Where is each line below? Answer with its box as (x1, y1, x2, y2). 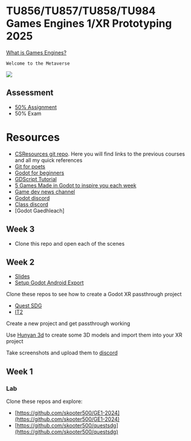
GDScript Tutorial (14, 175, 57, 182)
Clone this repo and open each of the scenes (14, 240, 125, 247)
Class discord (14, 201, 48, 208)
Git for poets (14, 163, 46, 170)
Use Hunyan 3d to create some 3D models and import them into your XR (6, 331, 183, 339)
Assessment (6, 88, 54, 98)
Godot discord (14, 194, 50, 201)
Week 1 (6, 366, 33, 376)
